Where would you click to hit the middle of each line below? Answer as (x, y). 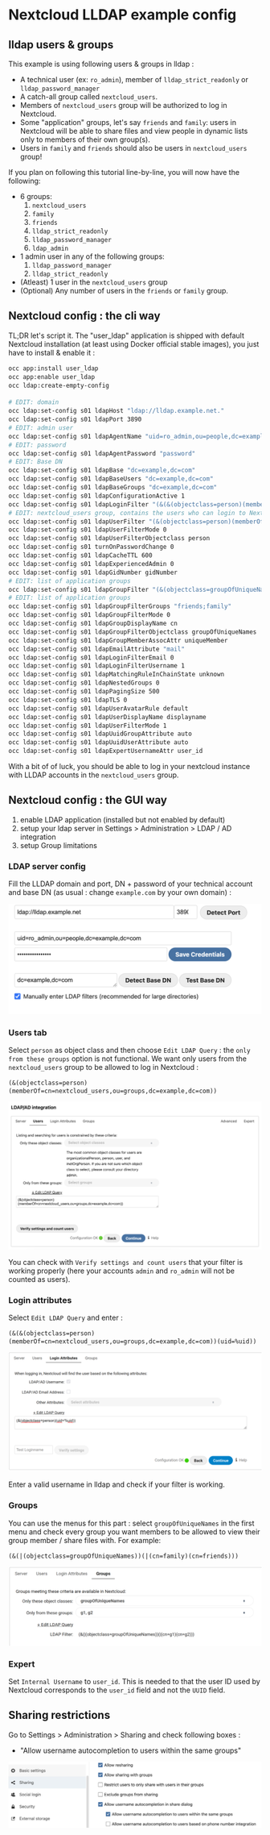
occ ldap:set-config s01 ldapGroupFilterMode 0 (90, 615)
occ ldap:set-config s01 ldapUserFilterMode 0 (88, 530)
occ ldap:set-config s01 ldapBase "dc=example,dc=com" (102, 470)
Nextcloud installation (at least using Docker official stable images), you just (134, 343)
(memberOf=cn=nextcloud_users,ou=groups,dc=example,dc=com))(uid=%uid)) (133, 1342)
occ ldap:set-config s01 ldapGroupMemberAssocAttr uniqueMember (118, 640)
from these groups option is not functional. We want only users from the (128, 1059)
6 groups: (36, 196)
